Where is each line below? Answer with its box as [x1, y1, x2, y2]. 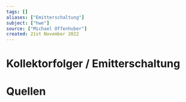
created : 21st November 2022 [6, 31, 79, 37]
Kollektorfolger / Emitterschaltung [6, 57, 181, 71]
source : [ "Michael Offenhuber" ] [6, 25, 87, 32]
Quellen [6, 85, 46, 98]
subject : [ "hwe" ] [6, 20, 50, 26]
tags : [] [6, 8, 28, 15]
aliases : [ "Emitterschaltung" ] [6, 14, 85, 20]
